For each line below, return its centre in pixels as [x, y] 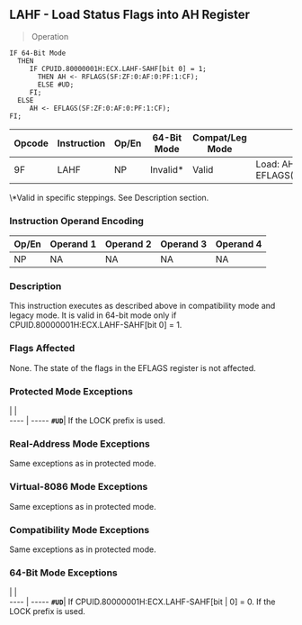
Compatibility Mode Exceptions [80, 530]
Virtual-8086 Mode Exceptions [79, 487]
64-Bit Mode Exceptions [64, 573]
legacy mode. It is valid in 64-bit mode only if [93, 315]
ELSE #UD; [56, 85]
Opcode [31, 143]
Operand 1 [73, 244]
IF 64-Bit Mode [38, 53]
